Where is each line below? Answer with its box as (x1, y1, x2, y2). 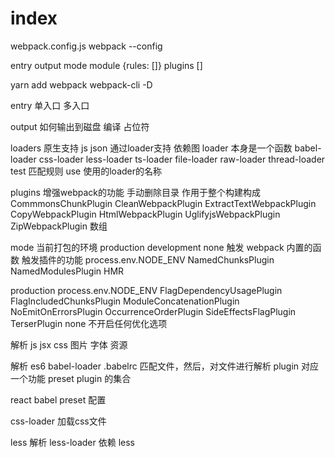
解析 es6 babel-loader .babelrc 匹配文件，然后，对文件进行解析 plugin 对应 (10, 360, 320, 372)
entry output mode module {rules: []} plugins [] (10, 59, 203, 71)
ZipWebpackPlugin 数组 (10, 220, 108, 232)
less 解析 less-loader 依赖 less (10, 436, 135, 448)
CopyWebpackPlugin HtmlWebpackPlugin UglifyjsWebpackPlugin (10, 208, 281, 220)
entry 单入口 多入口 (10, 99, 90, 111)
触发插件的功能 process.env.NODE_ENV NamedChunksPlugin (21, 253, 275, 266)
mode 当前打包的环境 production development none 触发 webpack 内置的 (10, 241, 313, 253)
